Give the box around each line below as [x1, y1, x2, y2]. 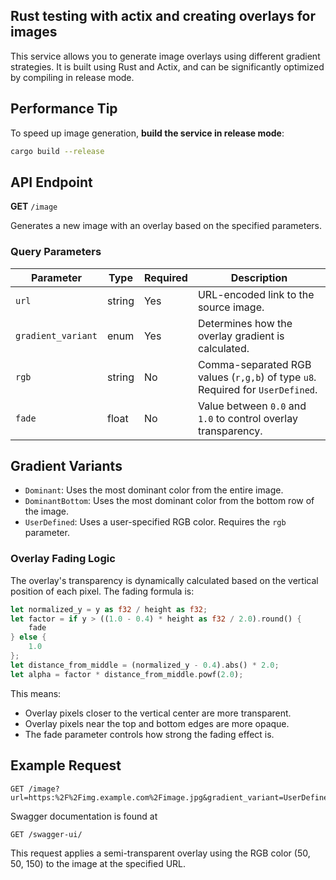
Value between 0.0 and [197, 399, 307, 413]
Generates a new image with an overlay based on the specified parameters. [10, 220, 322, 232]
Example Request [10, 757, 122, 774]
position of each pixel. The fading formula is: [10, 585, 195, 597]
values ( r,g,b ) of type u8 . [197, 370, 317, 384]
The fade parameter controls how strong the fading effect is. [24, 728, 275, 740]
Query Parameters [10, 245, 102, 259]
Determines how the [197, 316, 293, 330]
